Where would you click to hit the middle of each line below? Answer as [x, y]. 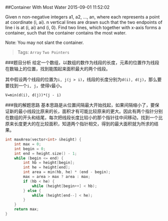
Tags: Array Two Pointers [43, 52]
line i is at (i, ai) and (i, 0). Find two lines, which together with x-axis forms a [83, 27]
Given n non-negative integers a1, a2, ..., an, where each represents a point [82, 17]
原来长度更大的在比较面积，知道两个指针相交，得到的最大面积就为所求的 [79, 124]
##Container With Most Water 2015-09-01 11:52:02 [57, 7]
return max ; [26, 209]
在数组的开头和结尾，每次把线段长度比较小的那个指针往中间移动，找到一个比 [84, 117]
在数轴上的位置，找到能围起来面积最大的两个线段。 [58, 69]
